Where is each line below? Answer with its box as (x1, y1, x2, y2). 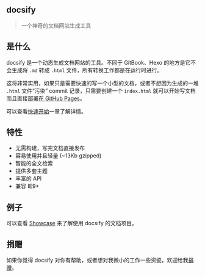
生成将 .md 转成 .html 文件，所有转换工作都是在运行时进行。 (11, 67, 163, 74)
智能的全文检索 (15, 160, 53, 167)
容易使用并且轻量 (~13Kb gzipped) (15, 152, 102, 159)
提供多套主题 (15, 167, 48, 174)
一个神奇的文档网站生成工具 (21, 21, 92, 29)
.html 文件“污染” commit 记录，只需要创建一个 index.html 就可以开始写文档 (6, 87, 196, 94)
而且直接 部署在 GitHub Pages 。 (6, 95, 85, 102)
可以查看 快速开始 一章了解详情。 (6, 107, 87, 115)
